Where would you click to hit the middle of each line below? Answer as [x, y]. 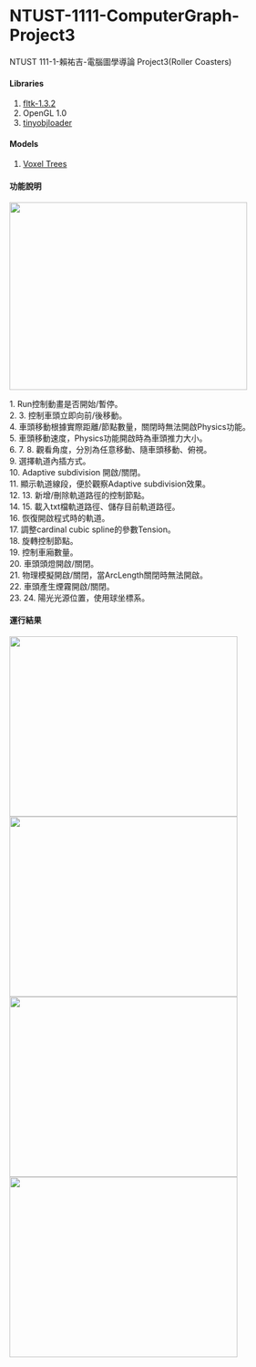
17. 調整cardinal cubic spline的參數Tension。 [92, 529]
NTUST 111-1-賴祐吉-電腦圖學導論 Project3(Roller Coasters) [121, 61]
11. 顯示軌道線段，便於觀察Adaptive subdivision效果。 [110, 484]
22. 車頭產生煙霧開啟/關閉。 [62, 586]
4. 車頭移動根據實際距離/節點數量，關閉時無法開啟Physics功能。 [130, 426]
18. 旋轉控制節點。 [44, 540]
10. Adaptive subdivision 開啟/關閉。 [77, 472]
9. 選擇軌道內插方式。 [50, 461]
